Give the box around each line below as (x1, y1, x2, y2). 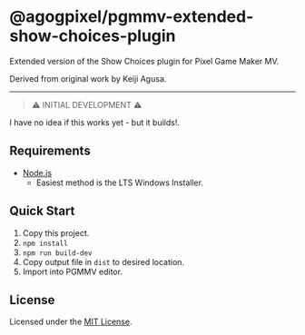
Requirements (9, 143, 91, 159)
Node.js (22, 167, 53, 178)
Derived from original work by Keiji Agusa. (9, 73, 167, 84)
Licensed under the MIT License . (9, 316, 133, 328)
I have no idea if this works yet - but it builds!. (9, 116, 180, 128)
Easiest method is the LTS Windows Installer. (35, 177, 204, 188)
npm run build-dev (22, 248, 93, 258)
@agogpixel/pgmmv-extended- (9, 6, 254, 27)
